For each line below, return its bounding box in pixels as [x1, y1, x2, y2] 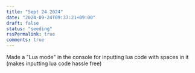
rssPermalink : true [6, 31, 56, 37]
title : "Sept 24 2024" [6, 8, 63, 15]
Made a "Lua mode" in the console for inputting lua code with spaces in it [6, 54, 189, 60]
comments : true [6, 37, 45, 43]
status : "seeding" [6, 25, 53, 32]
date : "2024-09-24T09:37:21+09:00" [6, 14, 96, 21]
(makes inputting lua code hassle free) [6, 60, 102, 67]
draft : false [6, 20, 39, 26]
